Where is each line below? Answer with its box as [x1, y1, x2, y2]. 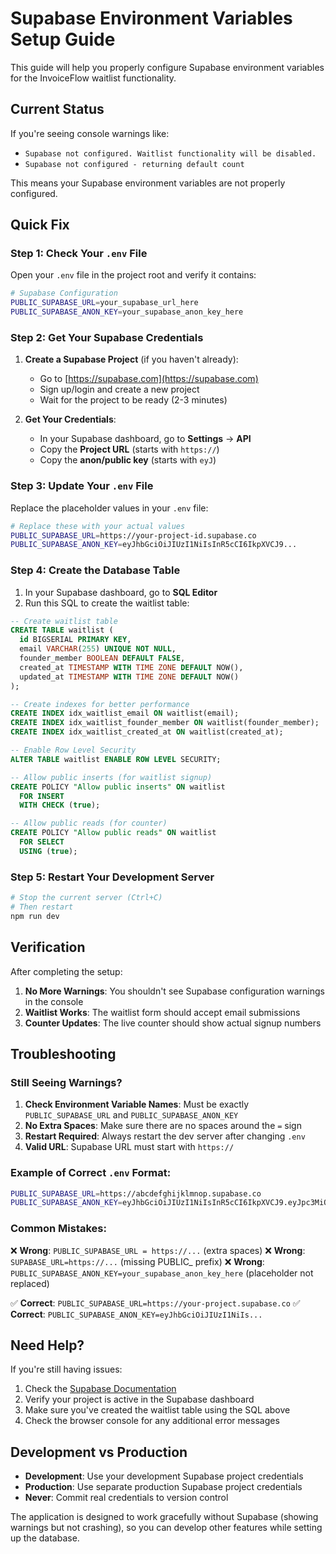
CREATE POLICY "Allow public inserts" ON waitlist [10, 782, 226, 792]
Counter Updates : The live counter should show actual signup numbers [24, 1017, 322, 1029]
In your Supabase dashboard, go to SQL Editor [24, 586, 218, 598]
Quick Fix [10, 217, 70, 234]
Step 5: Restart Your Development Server [10, 870, 215, 884]
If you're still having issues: [10, 1363, 123, 1376]
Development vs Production [10, 1443, 188, 1461]
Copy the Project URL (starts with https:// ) [39, 443, 220, 456]
